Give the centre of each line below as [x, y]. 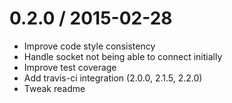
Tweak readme [54, 88]
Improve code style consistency [89, 46]
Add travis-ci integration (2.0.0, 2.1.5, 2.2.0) [113, 78]
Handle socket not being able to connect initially [123, 56]
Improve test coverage [70, 67]
